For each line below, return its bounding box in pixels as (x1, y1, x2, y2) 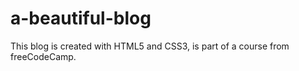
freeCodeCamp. (10, 50, 77, 62)
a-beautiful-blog (10, 7, 152, 30)
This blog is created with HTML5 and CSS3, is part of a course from (10, 40, 290, 52)
